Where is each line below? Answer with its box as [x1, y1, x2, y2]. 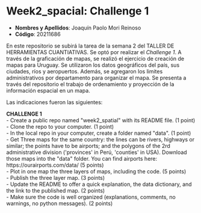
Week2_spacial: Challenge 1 [6, 4, 149, 18]
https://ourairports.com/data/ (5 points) [6, 161, 104, 168]
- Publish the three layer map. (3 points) [6, 174, 105, 181]
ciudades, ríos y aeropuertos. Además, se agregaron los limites [6, 67, 163, 75]
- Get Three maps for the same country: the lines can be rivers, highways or [6, 135, 195, 143]
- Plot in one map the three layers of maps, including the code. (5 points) [6, 167, 187, 175]
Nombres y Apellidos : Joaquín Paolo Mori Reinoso [14, 24, 141, 31]
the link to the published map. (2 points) [6, 187, 105, 194]
